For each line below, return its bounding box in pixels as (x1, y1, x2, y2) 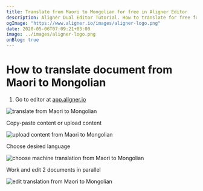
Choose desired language (6, 143, 71, 150)
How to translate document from (6, 63, 173, 77)
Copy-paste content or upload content (6, 119, 102, 126)
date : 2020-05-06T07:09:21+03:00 (6, 25, 91, 32)
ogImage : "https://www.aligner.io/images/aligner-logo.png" (6, 20, 161, 26)
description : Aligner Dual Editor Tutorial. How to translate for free (6, 15, 190, 21)
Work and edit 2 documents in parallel (6, 166, 101, 173)
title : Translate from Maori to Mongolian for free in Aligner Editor (6, 8, 188, 15)
